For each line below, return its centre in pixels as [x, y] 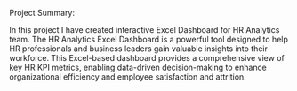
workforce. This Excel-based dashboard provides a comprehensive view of [147, 58]
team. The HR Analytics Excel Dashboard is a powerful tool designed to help [149, 39]
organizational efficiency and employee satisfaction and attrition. [128, 77]
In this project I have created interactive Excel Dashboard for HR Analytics [144, 30]
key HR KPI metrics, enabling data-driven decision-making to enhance [138, 67]
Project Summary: [42, 13]
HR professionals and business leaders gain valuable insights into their [139, 49]
